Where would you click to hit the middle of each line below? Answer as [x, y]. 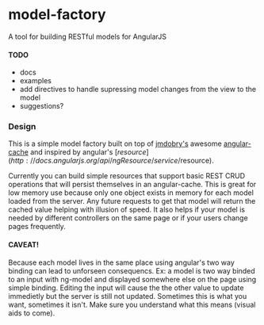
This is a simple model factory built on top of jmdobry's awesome [115, 143]
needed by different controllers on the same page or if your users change [128, 218]
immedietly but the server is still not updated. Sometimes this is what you [128, 296]
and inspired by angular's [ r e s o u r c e [88, 152]
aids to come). [32, 313]
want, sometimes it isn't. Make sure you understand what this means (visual [132, 304]
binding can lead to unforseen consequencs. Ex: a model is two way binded [132, 270]
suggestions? [42, 106]
